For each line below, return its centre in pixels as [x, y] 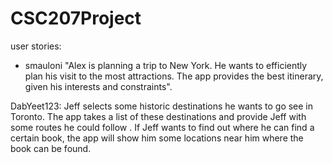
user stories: [36, 46]
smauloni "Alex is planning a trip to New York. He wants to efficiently [166, 65]
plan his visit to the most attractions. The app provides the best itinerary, [174, 76]
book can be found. [51, 148]
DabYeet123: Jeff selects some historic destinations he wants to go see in [162, 106]
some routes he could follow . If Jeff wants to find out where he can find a [162, 127]
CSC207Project [76, 18]
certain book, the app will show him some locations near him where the [157, 138]
